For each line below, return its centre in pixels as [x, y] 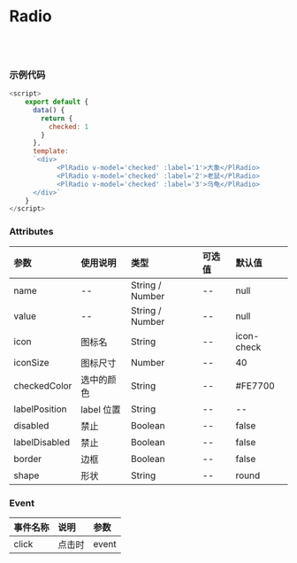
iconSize [32, 362]
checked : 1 [69, 127]
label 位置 [101, 409]
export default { [57, 102]
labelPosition [41, 409]
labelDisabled [42, 442]
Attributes [31, 232]
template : [50, 151]
